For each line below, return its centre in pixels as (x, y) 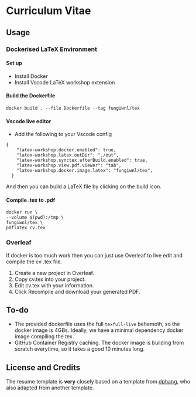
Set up (14, 63)
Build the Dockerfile (31, 96)
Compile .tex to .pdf (31, 200)
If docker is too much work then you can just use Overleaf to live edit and (94, 255)
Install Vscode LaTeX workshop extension (65, 82)
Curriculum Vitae (49, 11)
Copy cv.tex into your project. (50, 279)
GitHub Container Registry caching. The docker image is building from (99, 343)
